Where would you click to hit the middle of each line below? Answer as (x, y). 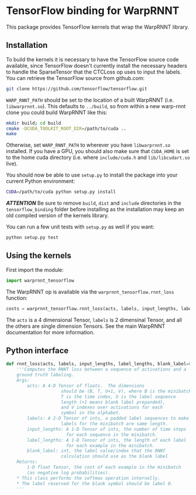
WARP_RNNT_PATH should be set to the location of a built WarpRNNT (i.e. (90, 100)
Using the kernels (39, 256)
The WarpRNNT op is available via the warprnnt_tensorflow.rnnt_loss (90, 292)
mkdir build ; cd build (34, 123)
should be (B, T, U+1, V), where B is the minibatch (126, 391)
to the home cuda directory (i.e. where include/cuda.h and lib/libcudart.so (98, 157)
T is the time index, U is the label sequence (118, 397)
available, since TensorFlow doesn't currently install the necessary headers (97, 65)
